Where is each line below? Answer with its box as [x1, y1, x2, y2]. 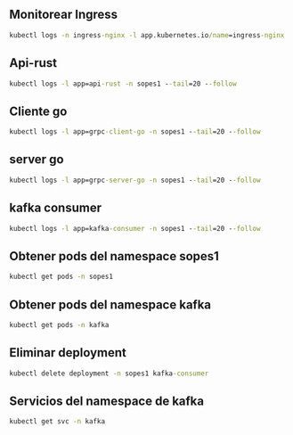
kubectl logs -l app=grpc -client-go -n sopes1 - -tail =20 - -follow [9, 127, 261, 136]
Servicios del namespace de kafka [9, 393, 205, 408]
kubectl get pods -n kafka [9, 320, 110, 329]
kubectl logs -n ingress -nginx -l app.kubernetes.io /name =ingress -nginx [9, 30, 285, 39]
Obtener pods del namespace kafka [9, 297, 212, 312]
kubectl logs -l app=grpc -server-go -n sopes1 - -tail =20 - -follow [9, 176, 261, 185]
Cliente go [9, 103, 68, 119]
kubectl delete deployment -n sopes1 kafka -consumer [9, 369, 209, 378]
